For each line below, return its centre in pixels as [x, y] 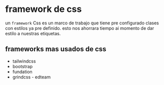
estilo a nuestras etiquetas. [33, 33]
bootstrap [22, 66]
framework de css [43, 9]
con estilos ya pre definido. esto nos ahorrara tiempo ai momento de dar [79, 28]
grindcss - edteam [31, 77]
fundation [22, 72]
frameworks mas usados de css [56, 49]
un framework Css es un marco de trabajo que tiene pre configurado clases [82, 23]
